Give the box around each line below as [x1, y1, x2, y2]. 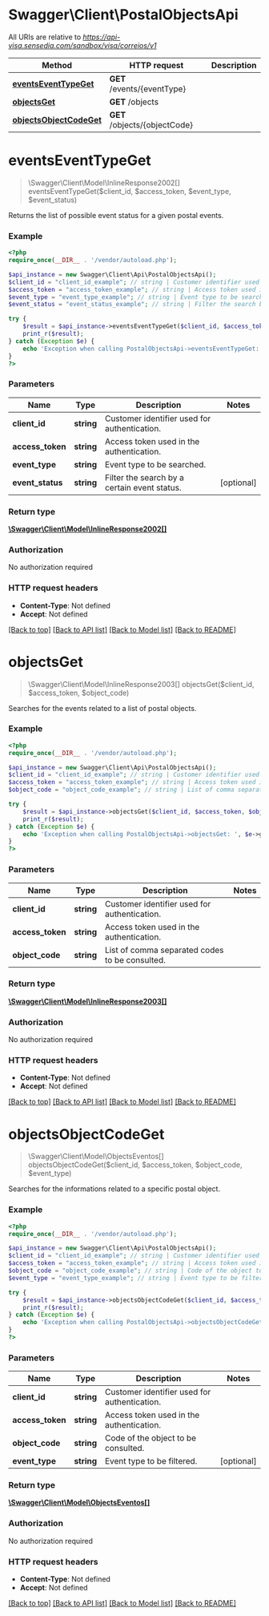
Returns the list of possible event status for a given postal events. [8, 210, 224, 220]
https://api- [82, 32, 121, 42]
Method [41, 59, 73, 71]
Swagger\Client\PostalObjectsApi [8, 6, 239, 24]
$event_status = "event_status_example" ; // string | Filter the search [8, 301, 256, 309]
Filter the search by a [104, 471, 184, 483]
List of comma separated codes [104, 944, 224, 955]
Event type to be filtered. [104, 1456, 198, 1467]
